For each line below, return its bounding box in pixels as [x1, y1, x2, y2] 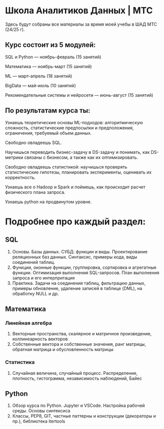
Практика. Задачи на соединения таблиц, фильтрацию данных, [12, 280, 146, 286]
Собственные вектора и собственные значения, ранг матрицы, [12, 341, 146, 347]
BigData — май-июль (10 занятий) [5, 82, 76, 88]
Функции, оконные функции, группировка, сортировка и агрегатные [12, 264, 157, 270]
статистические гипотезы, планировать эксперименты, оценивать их [5, 169, 152, 175]
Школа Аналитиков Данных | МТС [5, 5, 153, 16]
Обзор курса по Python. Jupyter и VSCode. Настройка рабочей [12, 402, 145, 409]
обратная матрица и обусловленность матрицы [12, 347, 114, 353]
